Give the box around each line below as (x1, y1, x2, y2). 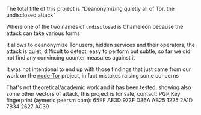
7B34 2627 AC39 (6, 103, 49, 110)
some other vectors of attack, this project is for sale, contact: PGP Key (6, 90, 181, 97)
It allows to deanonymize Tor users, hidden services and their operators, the (6, 42, 196, 48)
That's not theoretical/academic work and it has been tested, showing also (6, 84, 191, 91)
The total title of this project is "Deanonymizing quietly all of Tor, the (6, 5, 175, 12)
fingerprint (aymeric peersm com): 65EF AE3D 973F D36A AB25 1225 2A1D (6, 96, 193, 104)
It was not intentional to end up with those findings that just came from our (6, 66, 191, 73)
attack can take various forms (6, 30, 80, 37)
